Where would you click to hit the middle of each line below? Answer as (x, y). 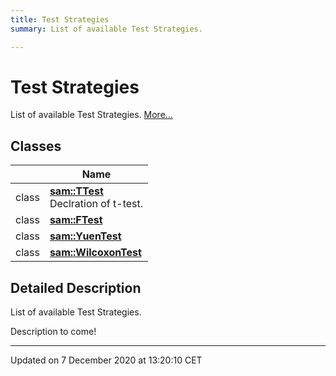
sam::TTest (76, 191)
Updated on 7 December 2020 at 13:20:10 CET (106, 360)
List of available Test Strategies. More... (91, 115)
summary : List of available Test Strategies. (106, 29)
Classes (36, 146)
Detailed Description (76, 287)
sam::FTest (76, 220)
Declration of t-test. (96, 204)
